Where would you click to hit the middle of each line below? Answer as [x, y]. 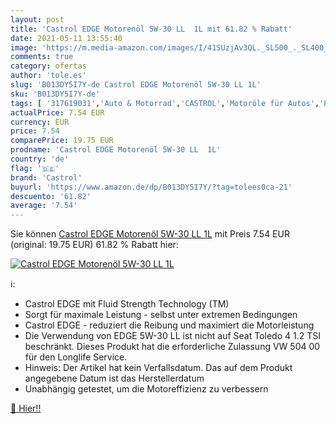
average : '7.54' [44, 206]
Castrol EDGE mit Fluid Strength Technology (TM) [127, 304]
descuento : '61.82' [51, 196]
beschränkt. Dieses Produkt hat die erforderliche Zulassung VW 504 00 [172, 347]
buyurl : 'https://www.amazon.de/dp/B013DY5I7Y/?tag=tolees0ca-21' [151, 187]
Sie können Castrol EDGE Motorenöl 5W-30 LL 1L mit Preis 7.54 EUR [150, 234]
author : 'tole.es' [48, 76]
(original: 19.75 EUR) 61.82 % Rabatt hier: [94, 245]
